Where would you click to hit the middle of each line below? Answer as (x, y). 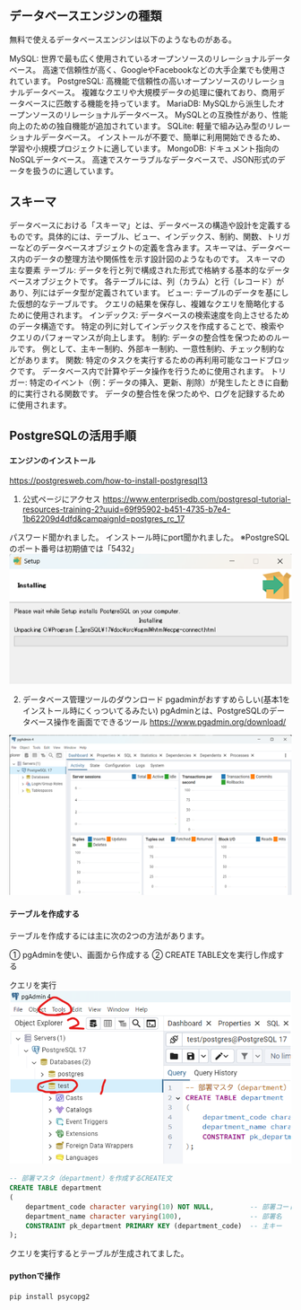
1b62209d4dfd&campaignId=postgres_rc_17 (103, 519)
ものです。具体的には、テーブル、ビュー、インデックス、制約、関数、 (138, 236)
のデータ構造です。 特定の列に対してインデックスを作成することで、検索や (147, 326)
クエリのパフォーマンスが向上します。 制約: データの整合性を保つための (142, 337)
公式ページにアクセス (61, 499)
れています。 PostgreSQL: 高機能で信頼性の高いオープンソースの (128, 81)
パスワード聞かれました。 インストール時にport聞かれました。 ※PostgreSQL (150, 538)
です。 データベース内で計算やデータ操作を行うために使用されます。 (142, 371)
